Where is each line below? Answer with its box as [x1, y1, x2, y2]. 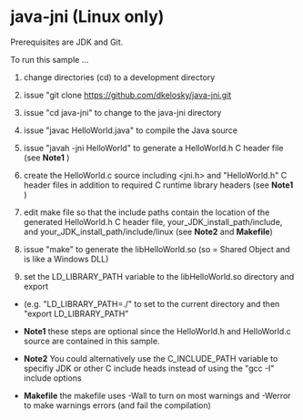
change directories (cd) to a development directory [23, 71, 216, 83]
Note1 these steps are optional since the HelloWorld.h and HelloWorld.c [23, 325, 292, 336]
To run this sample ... [10, 54, 89, 65]
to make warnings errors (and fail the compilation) [23, 399, 212, 411]
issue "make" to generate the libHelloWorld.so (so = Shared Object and [23, 243, 290, 254]
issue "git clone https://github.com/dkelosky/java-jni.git [23, 89, 232, 100]
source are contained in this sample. [23, 335, 160, 346]
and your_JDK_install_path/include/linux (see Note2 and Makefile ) [23, 226, 274, 237]
